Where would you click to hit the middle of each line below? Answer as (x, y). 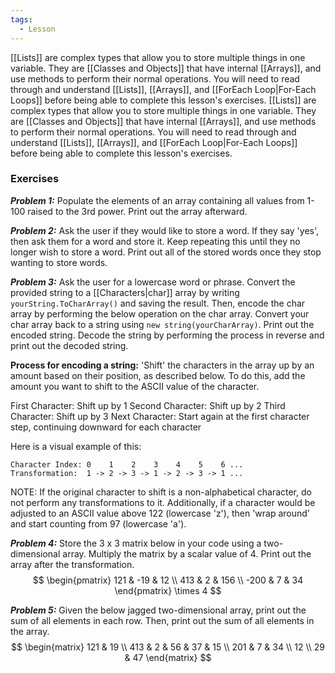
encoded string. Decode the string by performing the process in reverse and (167, 335)
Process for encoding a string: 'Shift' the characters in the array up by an (162, 365)
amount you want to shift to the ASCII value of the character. (135, 386)
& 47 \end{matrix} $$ (168, 657)
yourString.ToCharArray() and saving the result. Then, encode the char (158, 303)
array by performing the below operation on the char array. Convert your (160, 313)
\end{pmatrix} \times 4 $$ (168, 590)
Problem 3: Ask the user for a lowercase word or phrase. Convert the (153, 282)
